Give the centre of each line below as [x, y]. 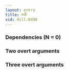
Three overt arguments [34, 65]
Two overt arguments [32, 51]
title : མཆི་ [17, 15]
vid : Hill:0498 [21, 19]
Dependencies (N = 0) [33, 37]
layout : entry [20, 10]
